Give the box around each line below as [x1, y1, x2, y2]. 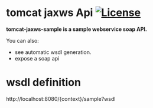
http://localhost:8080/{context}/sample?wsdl [6, 95, 116, 102]
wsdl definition [6, 76, 82, 89]
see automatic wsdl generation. [14, 48, 92, 56]
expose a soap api [14, 55, 60, 62]
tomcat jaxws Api [6, 6, 93, 20]
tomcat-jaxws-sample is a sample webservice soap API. [6, 26, 148, 33]
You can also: [6, 37, 40, 44]
